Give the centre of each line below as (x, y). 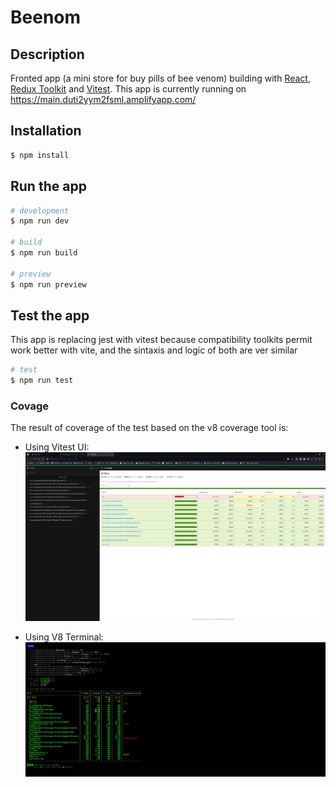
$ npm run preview (48, 284)
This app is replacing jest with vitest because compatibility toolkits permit (161, 340)
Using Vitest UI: (57, 447)
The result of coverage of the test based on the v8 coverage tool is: (149, 428)
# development (40, 211)
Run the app (48, 186)
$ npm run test (42, 381)
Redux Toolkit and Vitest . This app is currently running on (128, 89)
